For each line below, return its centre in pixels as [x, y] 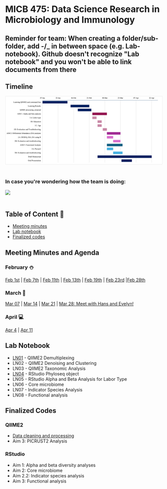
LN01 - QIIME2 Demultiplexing [43, 358]
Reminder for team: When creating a [63, 38]
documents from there [41, 69]
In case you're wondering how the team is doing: [65, 182]
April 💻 [14, 317]
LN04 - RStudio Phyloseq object [45, 373]
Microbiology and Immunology [70, 20]
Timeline [19, 86]
